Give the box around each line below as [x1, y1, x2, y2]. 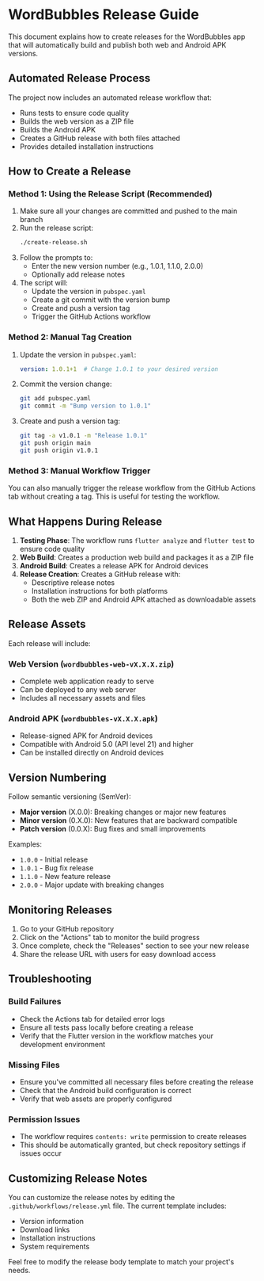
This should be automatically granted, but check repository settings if [19, 1140, 247, 1150]
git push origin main [19, 439, 91, 447]
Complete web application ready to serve [19, 676, 154, 686]
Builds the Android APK [19, 124, 96, 134]
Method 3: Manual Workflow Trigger [8, 465, 151, 476]
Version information [19, 1217, 85, 1226]
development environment [19, 1039, 106, 1049]
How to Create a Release [8, 165, 131, 178]
